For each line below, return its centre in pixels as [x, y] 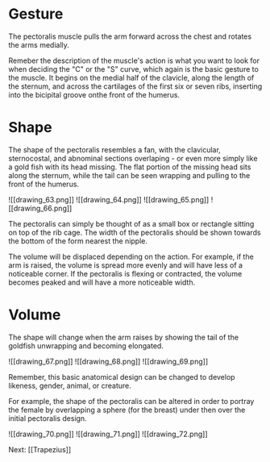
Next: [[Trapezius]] [39, 449]
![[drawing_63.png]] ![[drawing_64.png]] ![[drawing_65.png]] [109, 199]
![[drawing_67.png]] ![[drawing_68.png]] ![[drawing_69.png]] [108, 361]
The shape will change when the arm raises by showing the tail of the [124, 337]
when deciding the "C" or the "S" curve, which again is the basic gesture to [134, 69]
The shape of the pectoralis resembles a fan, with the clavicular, [115, 149]
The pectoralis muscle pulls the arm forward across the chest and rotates [130, 36]
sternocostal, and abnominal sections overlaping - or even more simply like [133, 158]
